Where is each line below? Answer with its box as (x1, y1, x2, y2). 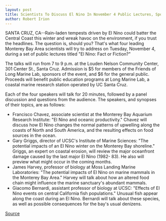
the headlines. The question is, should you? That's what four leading (5, 41, 144, 47)
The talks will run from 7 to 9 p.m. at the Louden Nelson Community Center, (5, 60, 159, 67)
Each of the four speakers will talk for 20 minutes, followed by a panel (5, 91, 147, 97)
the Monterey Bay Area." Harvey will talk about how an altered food (12, 174, 149, 181)
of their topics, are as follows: (5, 102, 66, 108)
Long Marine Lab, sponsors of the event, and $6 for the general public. (5, 71, 150, 77)
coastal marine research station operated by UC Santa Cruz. (5, 82, 128, 88)
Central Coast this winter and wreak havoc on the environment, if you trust (5, 35, 157, 41)
